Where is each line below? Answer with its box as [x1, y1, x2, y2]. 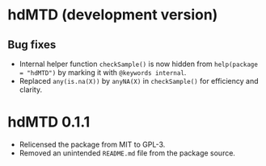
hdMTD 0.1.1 [7, 113, 91, 131]
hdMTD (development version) [7, 6, 218, 24]
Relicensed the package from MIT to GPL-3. [19, 139, 166, 149]
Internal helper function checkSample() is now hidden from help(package [19, 59, 258, 68]
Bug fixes [7, 38, 57, 52]
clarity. [19, 85, 42, 94]
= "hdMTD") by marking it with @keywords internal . [19, 68, 187, 77]
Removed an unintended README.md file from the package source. [19, 147, 236, 158]
